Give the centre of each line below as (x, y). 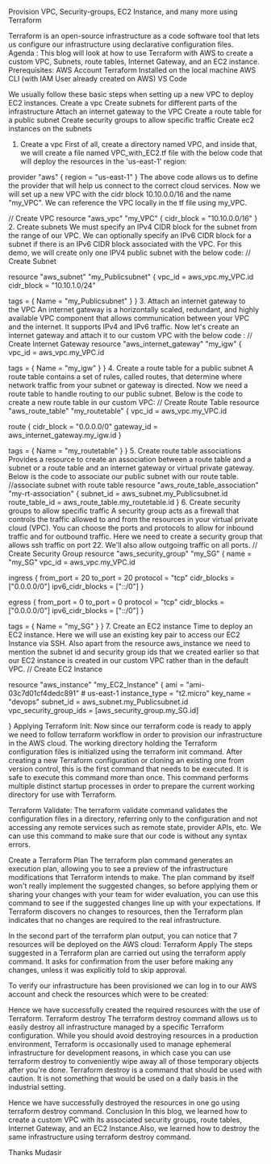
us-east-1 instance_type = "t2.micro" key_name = (169, 693)
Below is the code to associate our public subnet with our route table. (124, 476)
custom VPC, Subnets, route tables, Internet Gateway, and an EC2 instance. (134, 61)
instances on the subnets (50, 129)
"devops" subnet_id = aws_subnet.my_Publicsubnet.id (98, 702)
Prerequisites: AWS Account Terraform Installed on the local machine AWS (132, 70)
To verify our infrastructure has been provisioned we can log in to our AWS (133, 986)
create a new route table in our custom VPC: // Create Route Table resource (134, 402)
